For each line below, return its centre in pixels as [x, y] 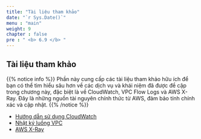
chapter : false [27, 34]
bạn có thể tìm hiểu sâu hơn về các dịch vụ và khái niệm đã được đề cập [96, 85]
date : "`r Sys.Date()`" [36, 18]
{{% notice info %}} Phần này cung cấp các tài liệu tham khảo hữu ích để [97, 79]
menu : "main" [24, 23]
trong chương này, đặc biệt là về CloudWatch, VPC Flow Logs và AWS [93, 92]
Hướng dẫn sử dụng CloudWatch [56, 116]
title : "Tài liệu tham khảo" [43, 12]
